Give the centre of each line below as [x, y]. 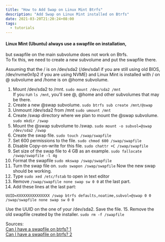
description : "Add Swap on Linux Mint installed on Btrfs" [67, 14]
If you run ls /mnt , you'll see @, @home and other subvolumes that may [86, 94]
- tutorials [22, 28]
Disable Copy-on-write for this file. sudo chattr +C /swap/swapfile [80, 146]
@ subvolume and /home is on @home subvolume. [57, 80]
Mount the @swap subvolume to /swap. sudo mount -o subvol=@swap [82, 126]
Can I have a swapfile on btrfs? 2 [39, 235]
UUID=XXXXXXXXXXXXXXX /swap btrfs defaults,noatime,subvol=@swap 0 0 [79, 196]
